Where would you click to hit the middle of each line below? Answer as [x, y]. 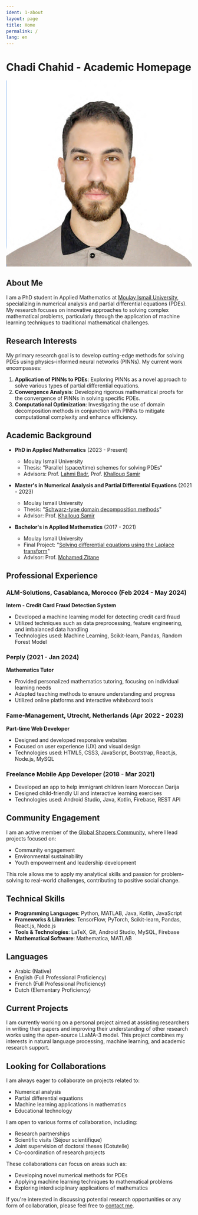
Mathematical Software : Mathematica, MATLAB [73, 938]
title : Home [21, 25]
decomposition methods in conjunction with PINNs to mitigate [90, 411]
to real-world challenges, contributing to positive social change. [102, 880]
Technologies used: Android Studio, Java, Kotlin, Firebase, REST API [98, 800]
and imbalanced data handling [51, 630]
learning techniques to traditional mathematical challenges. [78, 323]
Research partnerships [42, 1133]
